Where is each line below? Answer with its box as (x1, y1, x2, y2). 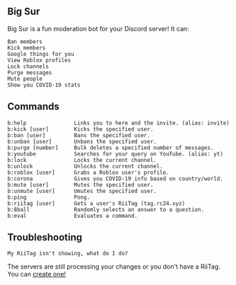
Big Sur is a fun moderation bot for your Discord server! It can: (7, 24, 189, 33)
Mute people (7, 75, 43, 82)
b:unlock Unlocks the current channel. (7, 163, 163, 170)
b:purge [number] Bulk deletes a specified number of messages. (7, 144, 214, 151)
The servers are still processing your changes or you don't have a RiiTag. (7, 262, 221, 271)
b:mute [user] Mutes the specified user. (7, 181, 154, 188)
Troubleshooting (7, 231, 83, 243)
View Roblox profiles (7, 57, 72, 64)
